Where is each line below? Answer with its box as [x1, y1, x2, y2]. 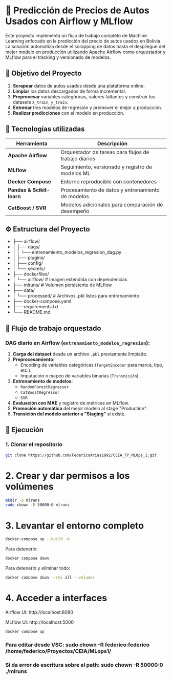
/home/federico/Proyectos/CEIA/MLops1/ [5, 647, 112, 654]
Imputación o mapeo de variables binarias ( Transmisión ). [20, 373, 140, 379]
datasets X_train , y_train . [12, 99, 69, 105]
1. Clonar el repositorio [5, 441, 62, 448]
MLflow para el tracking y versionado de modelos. [5, 54, 111, 60]
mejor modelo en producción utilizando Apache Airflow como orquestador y [5, 49, 166, 55]
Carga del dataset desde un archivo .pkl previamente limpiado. [12, 351, 147, 357]
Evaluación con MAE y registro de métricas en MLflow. [12, 400, 130, 406]
